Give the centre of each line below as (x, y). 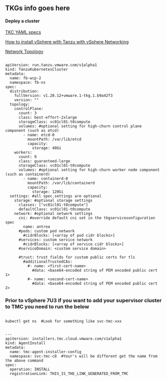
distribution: (24, 91)
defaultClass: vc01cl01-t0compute (54, 209)
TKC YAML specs (23, 32)
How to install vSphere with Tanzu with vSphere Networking (67, 41)
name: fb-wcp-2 (25, 78)
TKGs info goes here (37, 8)
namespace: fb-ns (28, 82)
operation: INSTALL (30, 369)
